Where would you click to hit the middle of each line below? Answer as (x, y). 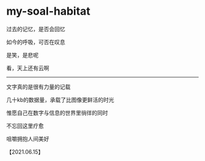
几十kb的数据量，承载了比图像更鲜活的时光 (60, 100)
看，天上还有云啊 (28, 68)
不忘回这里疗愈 (25, 125)
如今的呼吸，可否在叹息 (36, 42)
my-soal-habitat (48, 11)
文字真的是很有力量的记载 (38, 86)
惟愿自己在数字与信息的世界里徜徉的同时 (57, 113)
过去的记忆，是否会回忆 (36, 29)
